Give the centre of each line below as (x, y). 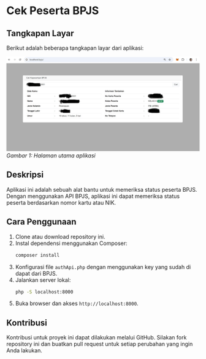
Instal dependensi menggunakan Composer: (71, 243)
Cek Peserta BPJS (53, 11)
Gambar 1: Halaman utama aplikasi (51, 156)
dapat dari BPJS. (36, 273)
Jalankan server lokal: (43, 280)
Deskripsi (25, 175)
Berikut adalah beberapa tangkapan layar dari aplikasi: (75, 48)
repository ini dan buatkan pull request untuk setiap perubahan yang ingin (100, 344)
